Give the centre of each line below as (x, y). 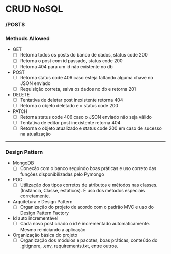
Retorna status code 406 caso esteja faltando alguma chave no (87, 77)
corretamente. (35, 196)
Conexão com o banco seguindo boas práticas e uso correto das (88, 168)
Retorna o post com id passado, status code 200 (72, 61)
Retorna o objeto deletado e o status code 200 (69, 105)
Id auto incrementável (35, 218)
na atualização (36, 134)
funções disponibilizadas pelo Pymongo (62, 174)
